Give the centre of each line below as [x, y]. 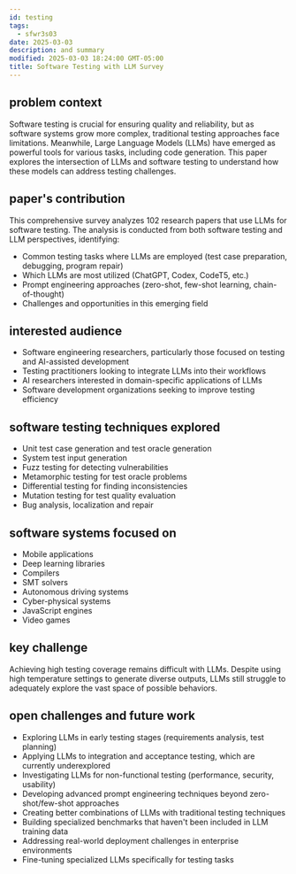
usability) [38, 784]
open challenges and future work [102, 716]
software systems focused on [93, 533]
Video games [46, 620]
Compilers [41, 573]
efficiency [40, 399]
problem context [56, 103]
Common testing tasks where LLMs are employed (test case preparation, [155, 256]
